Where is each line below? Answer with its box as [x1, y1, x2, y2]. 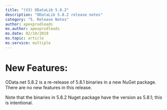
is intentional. [5, 99, 33, 105]
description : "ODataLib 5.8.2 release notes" [5, 12, 103, 17]
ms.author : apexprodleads [5, 26, 60, 31]
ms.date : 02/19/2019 [5, 31, 49, 36]
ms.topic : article [5, 36, 44, 41]
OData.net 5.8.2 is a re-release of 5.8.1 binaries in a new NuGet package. [5, 79, 157, 85]
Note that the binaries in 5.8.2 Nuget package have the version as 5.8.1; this [5, 94, 162, 100]
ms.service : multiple [5, 41, 51, 46]
